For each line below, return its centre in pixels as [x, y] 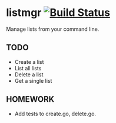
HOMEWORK [30, 100]
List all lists [28, 68]
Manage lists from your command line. [53, 29]
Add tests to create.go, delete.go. [55, 114]
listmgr [24, 13]
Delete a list [29, 75]
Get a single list [33, 80]
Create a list [29, 61]
